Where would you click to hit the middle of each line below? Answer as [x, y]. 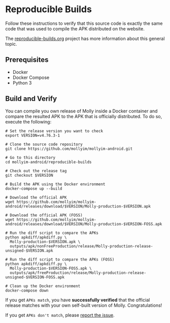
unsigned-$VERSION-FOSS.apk [35, 277]
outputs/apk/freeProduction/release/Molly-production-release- [78, 273]
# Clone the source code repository [44, 144]
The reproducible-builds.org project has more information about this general [85, 38]
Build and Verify [31, 99]
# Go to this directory [30, 157]
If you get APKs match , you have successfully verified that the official [78, 300]
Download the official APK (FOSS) [46, 215]
